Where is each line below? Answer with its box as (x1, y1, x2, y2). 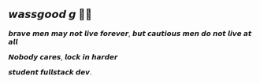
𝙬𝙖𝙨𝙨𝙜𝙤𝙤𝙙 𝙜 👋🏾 (8, 8, 93, 21)
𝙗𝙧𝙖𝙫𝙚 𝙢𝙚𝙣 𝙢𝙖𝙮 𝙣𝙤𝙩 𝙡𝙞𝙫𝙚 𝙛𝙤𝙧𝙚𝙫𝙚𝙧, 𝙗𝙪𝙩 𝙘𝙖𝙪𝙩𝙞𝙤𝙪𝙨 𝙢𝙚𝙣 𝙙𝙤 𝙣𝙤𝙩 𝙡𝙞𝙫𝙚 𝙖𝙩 (8, 28, 252, 38)
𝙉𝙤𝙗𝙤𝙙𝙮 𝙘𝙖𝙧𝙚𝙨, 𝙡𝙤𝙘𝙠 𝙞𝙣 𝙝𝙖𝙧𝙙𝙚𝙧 (8, 52, 118, 61)
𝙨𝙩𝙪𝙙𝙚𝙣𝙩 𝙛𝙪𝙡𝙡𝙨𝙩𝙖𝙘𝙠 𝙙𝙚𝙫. (8, 67, 92, 77)
